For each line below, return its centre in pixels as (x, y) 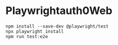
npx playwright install (35, 31)
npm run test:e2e (27, 36)
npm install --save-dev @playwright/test (57, 26)
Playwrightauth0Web (59, 11)
